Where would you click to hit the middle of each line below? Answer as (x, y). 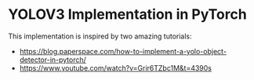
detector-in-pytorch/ (53, 60)
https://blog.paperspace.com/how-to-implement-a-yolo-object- (123, 51)
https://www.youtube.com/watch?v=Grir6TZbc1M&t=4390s (115, 67)
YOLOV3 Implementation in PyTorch (127, 15)
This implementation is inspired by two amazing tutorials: (100, 36)
